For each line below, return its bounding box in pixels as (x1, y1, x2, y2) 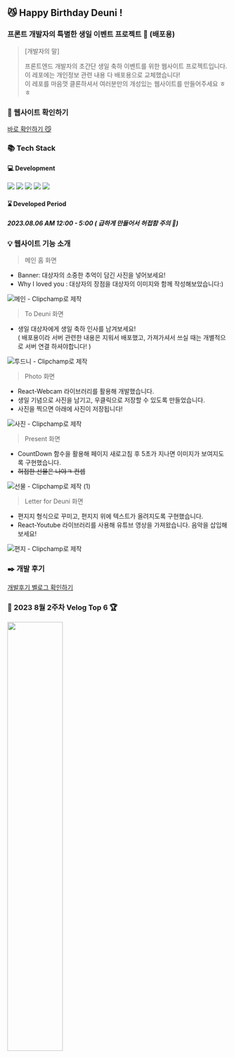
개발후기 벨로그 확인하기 (7, 584, 74, 592)
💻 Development (7, 163, 56, 172)
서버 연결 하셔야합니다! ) (25, 342, 91, 351)
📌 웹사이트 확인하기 (7, 107, 69, 117)
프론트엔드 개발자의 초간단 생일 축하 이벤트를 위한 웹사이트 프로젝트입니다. (24, 61, 228, 70)
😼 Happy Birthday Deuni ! (7, 7, 123, 19)
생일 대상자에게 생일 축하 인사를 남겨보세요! (17, 325, 136, 333)
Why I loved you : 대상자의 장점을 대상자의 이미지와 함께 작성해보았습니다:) (17, 279, 223, 289)
